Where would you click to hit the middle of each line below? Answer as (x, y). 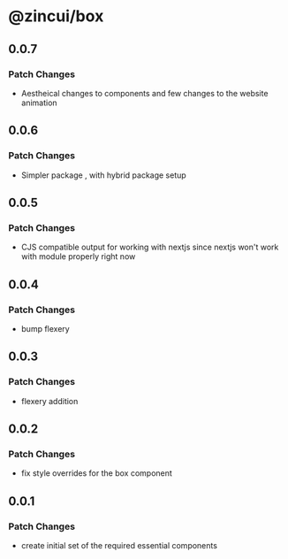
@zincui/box (56, 16)
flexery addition (49, 401)
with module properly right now (78, 257)
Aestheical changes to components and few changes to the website (144, 93)
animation (39, 103)
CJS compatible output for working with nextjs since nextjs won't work (150, 247)
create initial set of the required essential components (119, 545)
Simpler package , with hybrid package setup (103, 175)
